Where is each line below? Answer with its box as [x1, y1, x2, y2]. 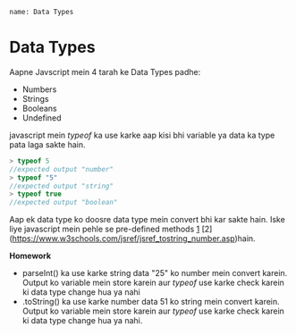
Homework [9, 250, 52, 262]
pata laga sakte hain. [9, 138, 86, 150]
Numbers [21, 84, 57, 95]
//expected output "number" [9, 164, 114, 173]
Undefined [21, 112, 62, 123]
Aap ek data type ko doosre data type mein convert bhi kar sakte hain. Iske [9, 214, 286, 225]
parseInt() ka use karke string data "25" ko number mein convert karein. [21, 268, 288, 279]
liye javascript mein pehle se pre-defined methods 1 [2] [9, 223, 213, 235]
